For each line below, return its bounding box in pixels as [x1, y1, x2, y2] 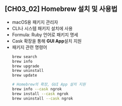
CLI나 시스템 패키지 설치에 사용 [12, 25, 73, 31]
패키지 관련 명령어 [12, 44, 47, 50]
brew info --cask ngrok [12, 87, 62, 92]
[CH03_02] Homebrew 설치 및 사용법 [5, 5, 117, 14]
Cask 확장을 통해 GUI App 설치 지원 [12, 38, 82, 44]
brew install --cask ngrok [12, 91, 69, 96]
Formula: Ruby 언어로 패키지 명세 [12, 32, 78, 38]
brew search [12, 54, 37, 59]
